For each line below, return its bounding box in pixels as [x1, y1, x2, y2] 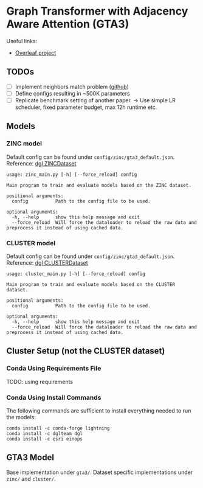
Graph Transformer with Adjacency [6, 4, 188, 18]
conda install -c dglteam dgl [6, 430, 83, 436]
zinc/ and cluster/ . [6, 475, 56, 482]
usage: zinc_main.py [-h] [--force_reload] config [6, 172, 137, 178]
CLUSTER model [6, 239, 56, 247]
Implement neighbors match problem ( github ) [15, 83, 129, 90]
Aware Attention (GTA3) [6, 17, 129, 31]
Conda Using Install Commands [6, 393, 101, 402]
